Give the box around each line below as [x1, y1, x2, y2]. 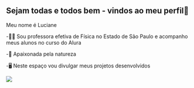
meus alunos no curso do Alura [6, 39, 81, 46]
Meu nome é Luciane [6, 21, 57, 28]
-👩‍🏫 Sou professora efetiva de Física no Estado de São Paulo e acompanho [6, 33, 188, 40]
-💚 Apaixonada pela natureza [6, 50, 76, 57]
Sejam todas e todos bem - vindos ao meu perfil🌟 [6, 6, 189, 16]
